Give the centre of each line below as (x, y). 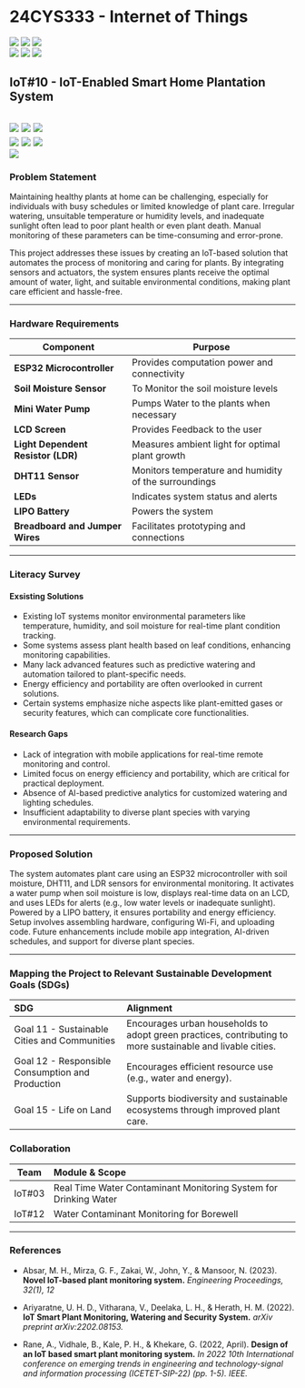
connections (158, 538)
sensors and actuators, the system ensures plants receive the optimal (139, 272)
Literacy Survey (45, 575)
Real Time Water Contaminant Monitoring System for (166, 1187)
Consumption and (52, 1072)
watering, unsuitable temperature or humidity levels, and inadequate (137, 216)
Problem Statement (53, 176)
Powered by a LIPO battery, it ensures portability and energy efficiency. (143, 912)
